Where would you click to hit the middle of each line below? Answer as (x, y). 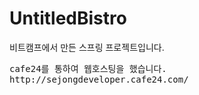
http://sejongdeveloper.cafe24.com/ (99, 79)
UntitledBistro (68, 18)
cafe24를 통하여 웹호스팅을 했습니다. (88, 68)
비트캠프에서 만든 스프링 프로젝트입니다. (87, 47)
